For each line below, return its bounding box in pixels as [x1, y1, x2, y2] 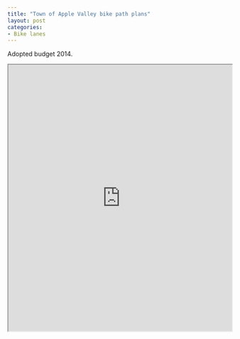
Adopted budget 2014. [7, 50, 73, 58]
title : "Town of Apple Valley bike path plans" [7, 10, 151, 18]
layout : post [7, 17, 46, 24]
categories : [7, 23, 43, 31]
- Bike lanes [7, 30, 46, 38]
